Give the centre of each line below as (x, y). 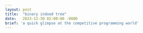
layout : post (18, 9)
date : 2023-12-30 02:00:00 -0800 (41, 18)
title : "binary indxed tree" (36, 14)
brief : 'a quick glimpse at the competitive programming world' (72, 23)
